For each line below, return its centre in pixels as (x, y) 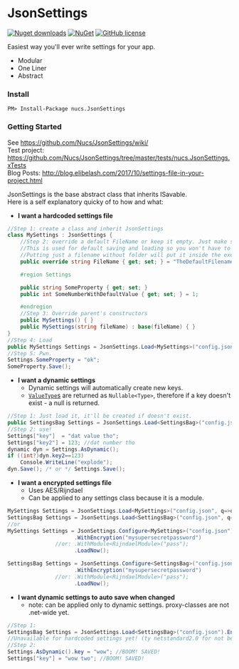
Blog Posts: (24, 173)
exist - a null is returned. (64, 403)
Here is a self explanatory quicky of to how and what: (85, 202)
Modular (30, 60)
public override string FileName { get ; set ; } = (95, 262)
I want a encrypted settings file (64, 483)
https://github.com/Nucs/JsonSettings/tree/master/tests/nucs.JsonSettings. (119, 158)
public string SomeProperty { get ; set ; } (84, 287)
